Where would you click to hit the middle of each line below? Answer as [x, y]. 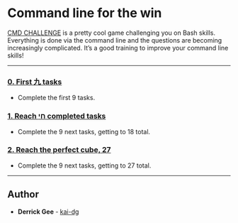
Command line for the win [85, 13]
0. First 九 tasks [35, 82]
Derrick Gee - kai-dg [48, 212]
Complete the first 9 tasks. [56, 98]
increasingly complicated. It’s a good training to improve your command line [118, 48]
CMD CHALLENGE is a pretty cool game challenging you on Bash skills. [112, 33]
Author [23, 194]
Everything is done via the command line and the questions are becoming [115, 40]
